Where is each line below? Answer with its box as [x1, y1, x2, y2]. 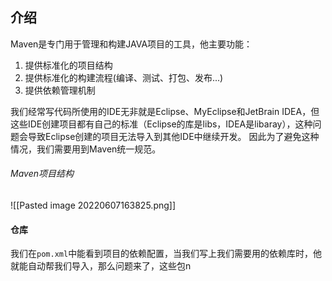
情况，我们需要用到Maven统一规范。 [10, 143, 162, 155]
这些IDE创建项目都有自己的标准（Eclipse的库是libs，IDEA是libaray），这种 [10, 118, 313, 130]
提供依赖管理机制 [24, 84, 96, 96]
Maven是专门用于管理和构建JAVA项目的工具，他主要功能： [10, 38, 253, 50]
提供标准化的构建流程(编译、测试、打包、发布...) [24, 71, 224, 83]
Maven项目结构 [10, 168, 74, 180]
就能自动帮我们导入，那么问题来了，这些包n [10, 260, 192, 272]
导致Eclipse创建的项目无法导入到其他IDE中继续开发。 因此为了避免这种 [27, 130, 320, 142]
